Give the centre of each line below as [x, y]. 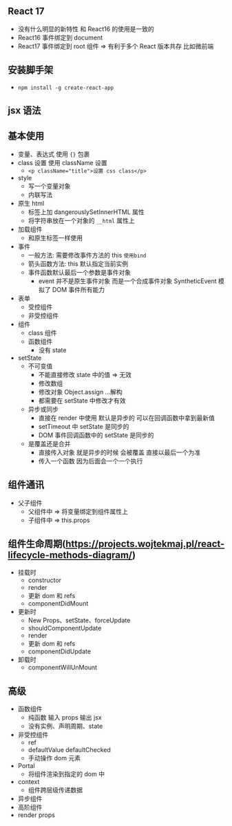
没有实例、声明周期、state [65, 726]
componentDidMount [58, 604]
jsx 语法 [24, 111]
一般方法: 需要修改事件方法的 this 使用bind [87, 255]
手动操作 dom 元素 [54, 758]
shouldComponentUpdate [65, 628]
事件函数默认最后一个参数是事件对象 [80, 272]
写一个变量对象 [49, 186]
